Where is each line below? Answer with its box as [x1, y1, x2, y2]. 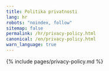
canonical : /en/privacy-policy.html [6, 36, 96, 42]
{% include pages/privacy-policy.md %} [6, 57, 104, 65]
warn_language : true [6, 42, 57, 48]
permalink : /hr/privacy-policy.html [6, 31, 96, 37]
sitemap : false [6, 25, 44, 31]
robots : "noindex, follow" [6, 20, 72, 25]
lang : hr [6, 14, 28, 20]
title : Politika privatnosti [6, 8, 78, 15]
